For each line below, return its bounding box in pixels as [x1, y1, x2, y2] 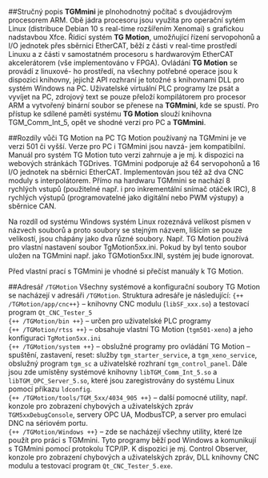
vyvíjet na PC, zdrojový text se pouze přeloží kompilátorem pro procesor [8, 92, 246, 101]
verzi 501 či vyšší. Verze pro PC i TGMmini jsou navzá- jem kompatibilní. [8, 142, 246, 151]
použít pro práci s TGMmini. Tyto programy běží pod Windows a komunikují [8, 435, 257, 444]
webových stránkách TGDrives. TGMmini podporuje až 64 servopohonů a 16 [8, 159, 260, 168]
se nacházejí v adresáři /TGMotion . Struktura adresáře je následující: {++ [8, 290, 244, 300]
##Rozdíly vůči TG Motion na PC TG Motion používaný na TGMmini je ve [8, 133, 246, 143]
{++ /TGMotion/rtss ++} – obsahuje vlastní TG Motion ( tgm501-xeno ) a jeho [8, 325, 254, 334]
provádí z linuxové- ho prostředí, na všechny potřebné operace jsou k [8, 67, 238, 75]
